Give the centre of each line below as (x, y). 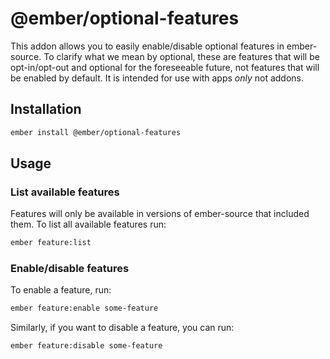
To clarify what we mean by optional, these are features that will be (181, 56)
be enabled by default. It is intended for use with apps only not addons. (157, 78)
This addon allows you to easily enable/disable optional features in (147, 46)
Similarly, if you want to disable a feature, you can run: (122, 328)
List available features (65, 192)
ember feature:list (51, 243)
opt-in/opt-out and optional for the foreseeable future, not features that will (165, 67)
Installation (46, 109)
